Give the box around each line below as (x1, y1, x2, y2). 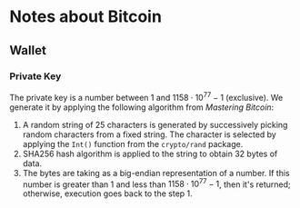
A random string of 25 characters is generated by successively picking (22, 119, 288, 130)
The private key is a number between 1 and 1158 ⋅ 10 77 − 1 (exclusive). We (9, 90, 284, 103)
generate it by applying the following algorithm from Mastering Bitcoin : (9, 102, 275, 113)
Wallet (9, 43, 47, 58)
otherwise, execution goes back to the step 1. (22, 188, 193, 199)
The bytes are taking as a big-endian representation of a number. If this (22, 167, 290, 178)
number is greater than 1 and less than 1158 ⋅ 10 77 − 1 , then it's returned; (22, 177, 291, 190)
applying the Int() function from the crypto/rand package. (22, 138, 244, 149)
